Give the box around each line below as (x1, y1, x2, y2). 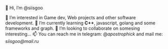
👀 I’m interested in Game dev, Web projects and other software (5, 15, 136, 20)
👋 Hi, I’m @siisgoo (5, 5, 43, 11)
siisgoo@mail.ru (5, 38, 39, 44)
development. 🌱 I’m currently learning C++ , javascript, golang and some (5, 20, 156, 26)
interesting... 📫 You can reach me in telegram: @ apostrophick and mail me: (5, 31, 163, 37)
